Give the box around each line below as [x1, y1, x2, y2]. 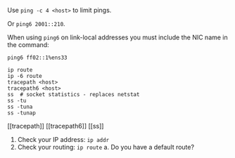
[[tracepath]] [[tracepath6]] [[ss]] [7, 122, 104, 130]
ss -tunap [7, 110, 37, 117]
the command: [7, 41, 49, 48]
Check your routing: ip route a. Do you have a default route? [17, 143, 195, 151]
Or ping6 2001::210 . [7, 20, 65, 27]
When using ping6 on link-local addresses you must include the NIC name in [7, 33, 229, 41]
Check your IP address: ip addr [17, 136, 110, 143]
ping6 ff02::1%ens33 [7, 54, 68, 61]
